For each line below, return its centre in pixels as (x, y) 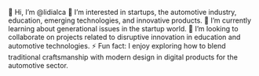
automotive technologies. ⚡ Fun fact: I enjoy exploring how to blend (117, 46)
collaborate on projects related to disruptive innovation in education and (124, 37)
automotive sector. (38, 65)
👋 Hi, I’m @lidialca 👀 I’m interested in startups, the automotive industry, (122, 12)
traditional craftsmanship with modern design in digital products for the (123, 57)
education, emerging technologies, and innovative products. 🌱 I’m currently (130, 20)
